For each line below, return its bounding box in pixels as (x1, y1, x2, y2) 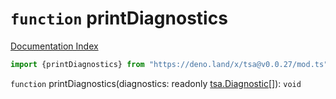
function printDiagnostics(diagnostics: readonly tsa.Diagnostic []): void (10, 77, 302, 89)
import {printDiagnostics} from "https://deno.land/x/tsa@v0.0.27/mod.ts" (10, 59, 329, 69)
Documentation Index (10, 40, 99, 52)
